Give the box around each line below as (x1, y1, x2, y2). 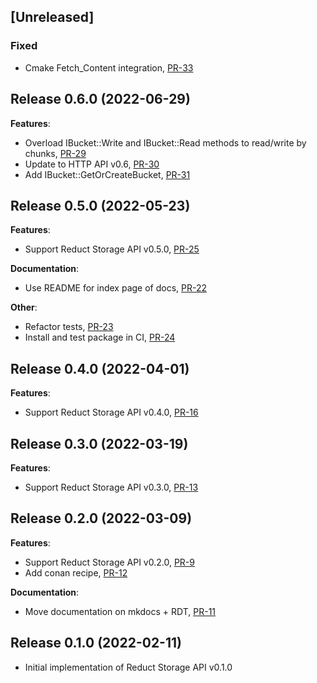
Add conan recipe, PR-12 (24, 566, 128, 579)
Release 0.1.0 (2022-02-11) (10, 635, 182, 652)
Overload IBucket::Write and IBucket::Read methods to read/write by (24, 136, 307, 149)
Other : (10, 301, 38, 314)
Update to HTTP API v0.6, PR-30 (24, 158, 160, 170)
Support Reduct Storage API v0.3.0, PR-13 (24, 481, 199, 493)
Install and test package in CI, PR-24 (24, 331, 176, 344)
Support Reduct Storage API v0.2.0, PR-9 (24, 556, 195, 568)
